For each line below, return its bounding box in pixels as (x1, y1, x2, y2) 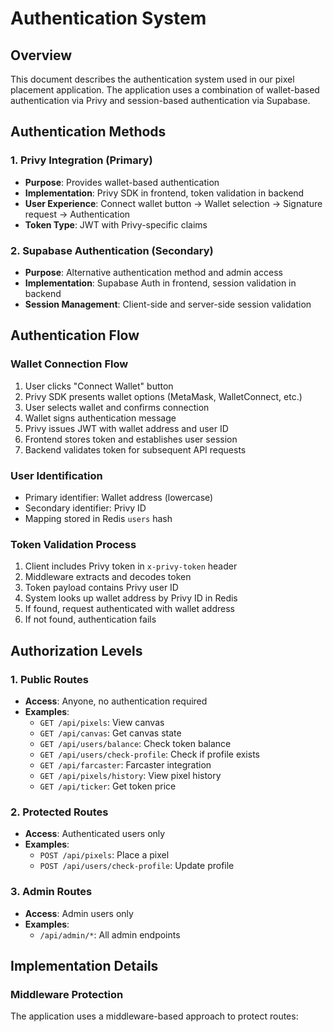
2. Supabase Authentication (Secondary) (10, 243, 214, 257)
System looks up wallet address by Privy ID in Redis (24, 592, 238, 604)
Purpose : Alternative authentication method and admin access (24, 266, 284, 278)
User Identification (10, 468, 103, 482)
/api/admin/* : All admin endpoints (39, 928, 181, 941)
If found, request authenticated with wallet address (24, 603, 235, 615)
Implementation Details (10, 957, 159, 974)
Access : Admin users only (24, 907, 134, 919)
